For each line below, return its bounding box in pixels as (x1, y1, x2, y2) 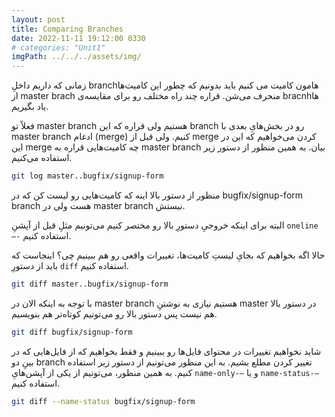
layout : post (11, 14, 66, 25)
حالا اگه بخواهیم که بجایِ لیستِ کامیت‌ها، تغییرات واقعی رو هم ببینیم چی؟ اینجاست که (11, 249, 326, 261)
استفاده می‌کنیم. (11, 152, 73, 164)
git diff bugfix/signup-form (11, 327, 133, 337)
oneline (286, 221, 319, 231)
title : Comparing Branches (11, 24, 124, 34)
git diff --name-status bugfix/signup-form (11, 396, 196, 406)
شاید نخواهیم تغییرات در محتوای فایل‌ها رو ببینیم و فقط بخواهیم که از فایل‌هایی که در (11, 345, 322, 357)
